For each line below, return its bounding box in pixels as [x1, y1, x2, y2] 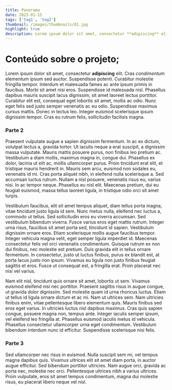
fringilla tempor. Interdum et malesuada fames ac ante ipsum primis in [5, 81, 153, 87]
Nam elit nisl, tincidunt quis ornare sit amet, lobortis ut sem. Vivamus [5, 278, 150, 284]
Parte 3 [5, 340, 24, 347]
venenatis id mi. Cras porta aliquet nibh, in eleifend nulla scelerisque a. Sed [5, 171, 164, 177]
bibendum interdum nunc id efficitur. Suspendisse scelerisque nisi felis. [5, 327, 156, 333]
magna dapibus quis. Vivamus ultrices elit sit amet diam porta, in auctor [5, 357, 156, 363]
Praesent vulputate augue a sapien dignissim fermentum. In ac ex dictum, [5, 138, 160, 145]
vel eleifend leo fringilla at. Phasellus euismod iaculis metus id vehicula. [5, 316, 156, 322]
